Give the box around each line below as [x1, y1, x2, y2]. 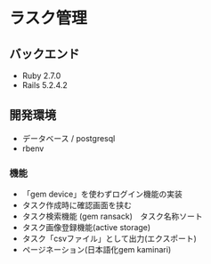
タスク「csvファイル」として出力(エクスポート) [21, 233, 198, 244]
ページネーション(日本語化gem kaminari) [21, 244, 172, 255]
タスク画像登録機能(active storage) [21, 222, 151, 233]
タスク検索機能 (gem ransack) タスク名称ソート [21, 211, 203, 222]
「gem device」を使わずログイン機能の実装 [21, 188, 183, 200]
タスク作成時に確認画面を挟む [21, 200, 132, 211]
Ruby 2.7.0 [21, 70, 61, 81]
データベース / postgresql [21, 132, 116, 143]
